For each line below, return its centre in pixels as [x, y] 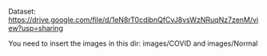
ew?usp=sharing [36, 28]
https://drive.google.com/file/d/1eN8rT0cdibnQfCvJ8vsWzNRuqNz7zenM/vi [133, 20]
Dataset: [22, 11]
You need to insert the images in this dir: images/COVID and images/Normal [133, 43]
